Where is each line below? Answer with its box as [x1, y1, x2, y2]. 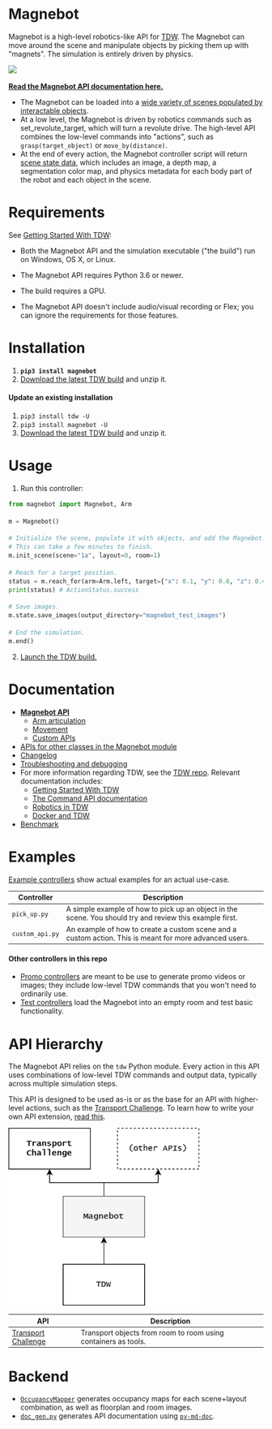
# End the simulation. [8, 628, 85, 637]
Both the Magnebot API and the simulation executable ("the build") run [19, 245, 256, 256]
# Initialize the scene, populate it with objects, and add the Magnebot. [8, 534, 266, 542]
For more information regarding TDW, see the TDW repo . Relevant [19, 767, 240, 777]
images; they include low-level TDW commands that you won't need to [19, 980, 257, 991]
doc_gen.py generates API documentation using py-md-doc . [19, 1411, 215, 1421]
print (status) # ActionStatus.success [8, 585, 139, 594]
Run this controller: [19, 483, 83, 493]
